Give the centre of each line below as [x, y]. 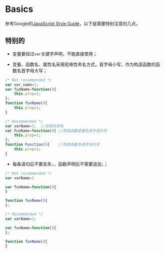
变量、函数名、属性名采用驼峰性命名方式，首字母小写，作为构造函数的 [84, 64]
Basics [19, 9]
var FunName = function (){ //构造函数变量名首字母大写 [56, 130]
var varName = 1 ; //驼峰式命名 [34, 126]
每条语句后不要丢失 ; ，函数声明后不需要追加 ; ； [60, 164]
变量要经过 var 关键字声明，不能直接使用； [55, 54]
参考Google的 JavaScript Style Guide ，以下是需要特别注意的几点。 [73, 23]
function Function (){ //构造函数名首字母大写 [53, 145]
